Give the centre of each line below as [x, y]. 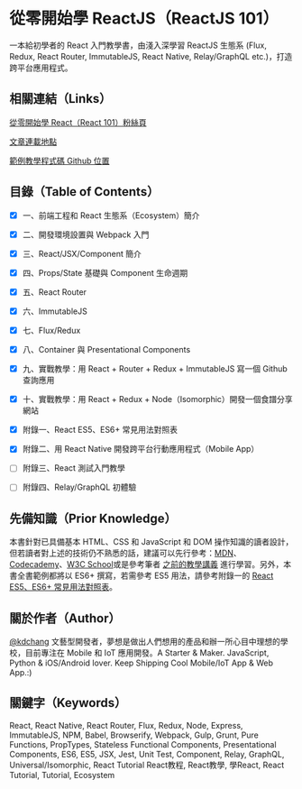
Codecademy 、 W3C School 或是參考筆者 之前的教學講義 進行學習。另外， [146, 564]
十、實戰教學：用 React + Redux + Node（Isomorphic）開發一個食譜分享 [157, 399]
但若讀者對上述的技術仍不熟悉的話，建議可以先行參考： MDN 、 [125, 553]
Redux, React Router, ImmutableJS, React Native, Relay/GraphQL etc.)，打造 [151, 56]
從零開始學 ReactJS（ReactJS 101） [144, 18]
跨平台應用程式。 [41, 68]
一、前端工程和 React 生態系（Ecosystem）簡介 [111, 215]
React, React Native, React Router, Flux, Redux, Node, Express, [126, 725]
